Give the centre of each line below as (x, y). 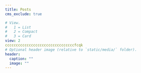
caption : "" (21, 58)
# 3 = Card (18, 36)
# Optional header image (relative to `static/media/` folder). (71, 50)
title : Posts (18, 9)
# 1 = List (18, 27)
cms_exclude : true (23, 14)
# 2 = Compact (21, 32)
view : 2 (13, 41)
